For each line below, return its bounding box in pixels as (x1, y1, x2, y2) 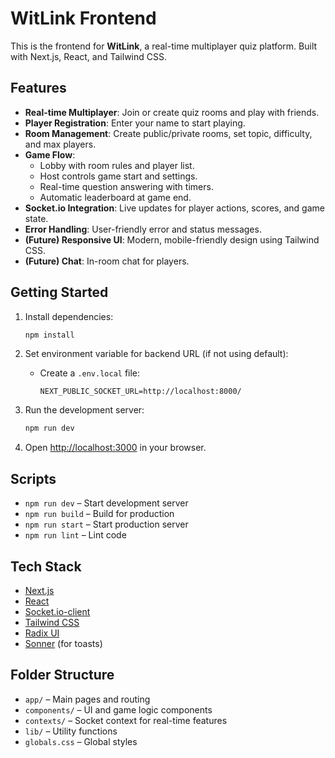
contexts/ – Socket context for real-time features (24, 714, 228, 726)
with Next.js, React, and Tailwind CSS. (10, 50, 167, 62)
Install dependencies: (24, 310, 114, 322)
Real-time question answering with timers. (39, 180, 214, 192)
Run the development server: (24, 404, 145, 416)
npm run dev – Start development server (24, 497, 189, 509)
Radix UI (24, 627, 60, 639)
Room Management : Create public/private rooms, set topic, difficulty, (24, 127, 313, 139)
